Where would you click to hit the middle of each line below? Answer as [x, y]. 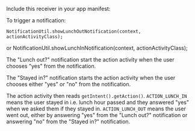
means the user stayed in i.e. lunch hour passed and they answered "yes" [98, 102]
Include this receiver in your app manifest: [58, 9]
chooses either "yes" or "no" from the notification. [69, 84]
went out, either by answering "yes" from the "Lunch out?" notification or [97, 115]
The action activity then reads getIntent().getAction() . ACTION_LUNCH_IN [97, 96]
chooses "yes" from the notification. [51, 66]
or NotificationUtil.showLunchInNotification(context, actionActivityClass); [97, 48]
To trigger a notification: [36, 20]
